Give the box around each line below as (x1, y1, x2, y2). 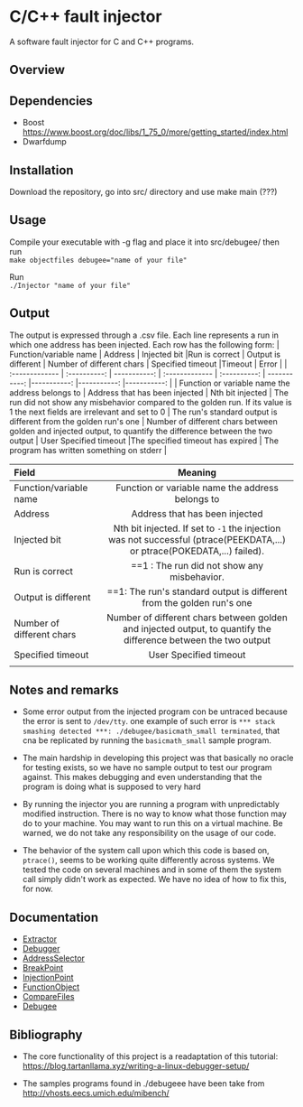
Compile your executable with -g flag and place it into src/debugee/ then (9, 237, 280, 247)
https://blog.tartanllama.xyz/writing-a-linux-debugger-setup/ (22, 1061, 250, 1072)
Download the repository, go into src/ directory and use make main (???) (9, 186, 278, 197)
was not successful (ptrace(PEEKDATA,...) (107, 533, 287, 545)
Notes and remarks (9, 682, 119, 697)
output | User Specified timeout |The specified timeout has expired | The (9, 435, 280, 446)
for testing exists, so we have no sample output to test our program (22, 762, 272, 773)
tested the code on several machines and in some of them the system (22, 864, 282, 875)
